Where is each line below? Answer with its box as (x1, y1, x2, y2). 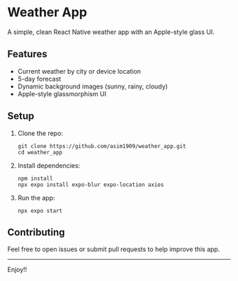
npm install (17, 175, 53, 182)
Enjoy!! (7, 265, 28, 274)
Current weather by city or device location (17, 67, 142, 75)
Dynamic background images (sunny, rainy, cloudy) (17, 82, 168, 91)
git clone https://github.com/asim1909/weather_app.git (17, 142, 186, 149)
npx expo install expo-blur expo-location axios (17, 181, 164, 188)
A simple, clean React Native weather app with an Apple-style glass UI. (7, 28, 215, 36)
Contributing (7, 226, 65, 238)
